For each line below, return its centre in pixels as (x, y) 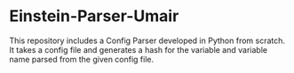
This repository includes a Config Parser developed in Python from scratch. (147, 40)
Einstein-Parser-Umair (94, 16)
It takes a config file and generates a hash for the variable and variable (139, 49)
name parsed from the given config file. (82, 59)
